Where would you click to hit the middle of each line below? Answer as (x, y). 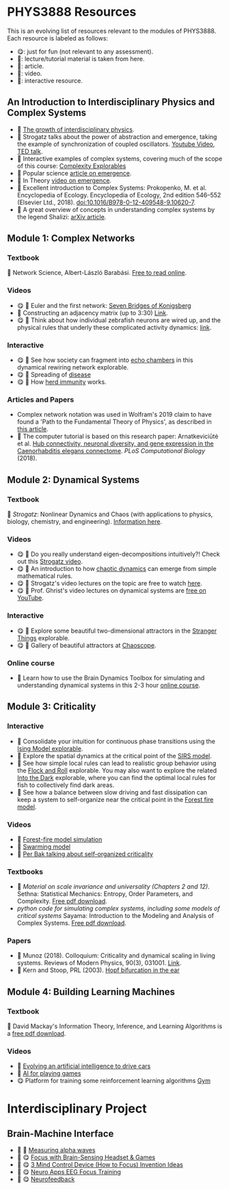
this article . (33, 429)
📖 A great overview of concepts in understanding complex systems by (116, 209)
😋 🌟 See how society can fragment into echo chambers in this (105, 360)
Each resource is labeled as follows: (57, 38)
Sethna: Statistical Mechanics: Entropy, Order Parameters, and (105, 894)
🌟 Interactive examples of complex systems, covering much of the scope (120, 158)
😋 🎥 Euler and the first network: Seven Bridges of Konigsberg (104, 305)
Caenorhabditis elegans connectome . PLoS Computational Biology (111, 451)
